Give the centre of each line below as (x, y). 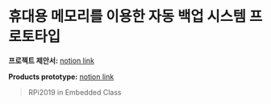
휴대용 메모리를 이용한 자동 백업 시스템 (127, 17)
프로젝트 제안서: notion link (52, 60)
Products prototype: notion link (61, 77)
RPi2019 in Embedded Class (75, 92)
